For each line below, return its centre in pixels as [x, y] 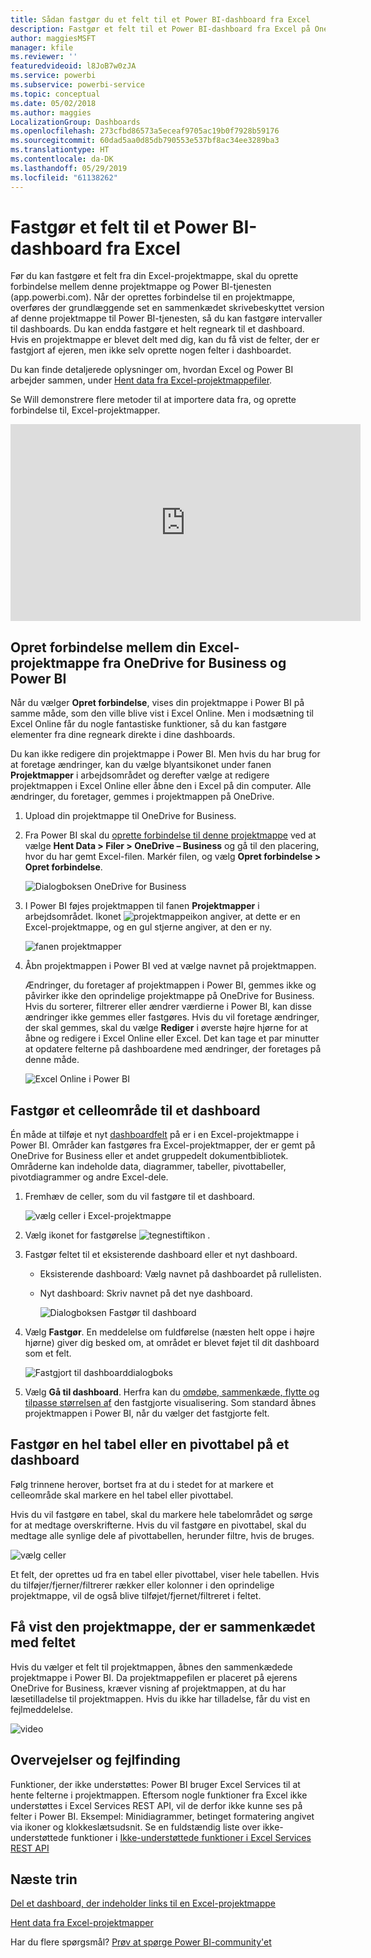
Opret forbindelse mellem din [103, 647]
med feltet [43, 1642]
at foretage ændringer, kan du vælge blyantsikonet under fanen [141, 765]
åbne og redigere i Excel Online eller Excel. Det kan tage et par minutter [172, 1038]
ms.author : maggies [51, 112]
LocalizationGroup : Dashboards [75, 122]
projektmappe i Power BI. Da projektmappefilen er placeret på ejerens [154, 1677]
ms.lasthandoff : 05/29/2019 [69, 168]
